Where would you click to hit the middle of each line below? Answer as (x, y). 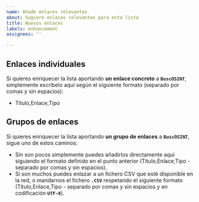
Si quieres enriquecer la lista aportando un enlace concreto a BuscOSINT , (96, 78)
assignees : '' (24, 34)
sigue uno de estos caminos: (42, 143)
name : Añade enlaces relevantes (47, 12)
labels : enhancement (32, 29)
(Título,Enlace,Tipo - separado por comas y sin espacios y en (91, 186)
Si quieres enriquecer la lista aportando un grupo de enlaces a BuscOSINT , (98, 136)
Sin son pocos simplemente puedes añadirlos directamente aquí (95, 154)
